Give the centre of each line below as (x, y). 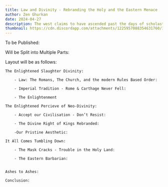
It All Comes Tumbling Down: (35, 141)
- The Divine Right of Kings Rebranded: (57, 124)
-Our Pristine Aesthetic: (41, 132)
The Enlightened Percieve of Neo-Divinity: (51, 106)
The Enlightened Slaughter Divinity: (44, 71)
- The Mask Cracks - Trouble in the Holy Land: (64, 150)
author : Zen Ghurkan (27, 14)
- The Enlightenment (35, 97)
